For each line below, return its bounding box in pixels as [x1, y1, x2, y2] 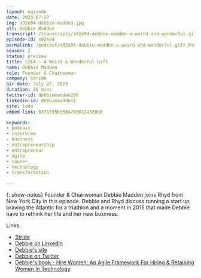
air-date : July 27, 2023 [6, 81, 68, 87]
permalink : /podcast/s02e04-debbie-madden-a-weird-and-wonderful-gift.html [6, 42, 199, 48]
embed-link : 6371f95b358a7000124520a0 [6, 109, 103, 115]
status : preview [6, 53, 47, 59]
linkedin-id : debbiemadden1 [6, 97, 77, 103]
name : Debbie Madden [6, 64, 58, 71]
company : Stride [6, 75, 47, 81]
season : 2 [6, 48, 31, 54]
